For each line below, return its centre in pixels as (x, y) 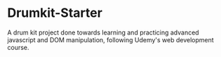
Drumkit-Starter (55, 13)
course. (18, 47)
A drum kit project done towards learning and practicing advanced (103, 32)
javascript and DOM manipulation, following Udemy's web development (110, 39)
